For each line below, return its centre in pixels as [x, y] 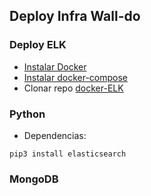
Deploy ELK [38, 45]
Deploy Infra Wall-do [75, 16]
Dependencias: [55, 135]
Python [27, 114]
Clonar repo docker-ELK [73, 88]
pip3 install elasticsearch [68, 154]
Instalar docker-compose [76, 77]
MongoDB [34, 179]
